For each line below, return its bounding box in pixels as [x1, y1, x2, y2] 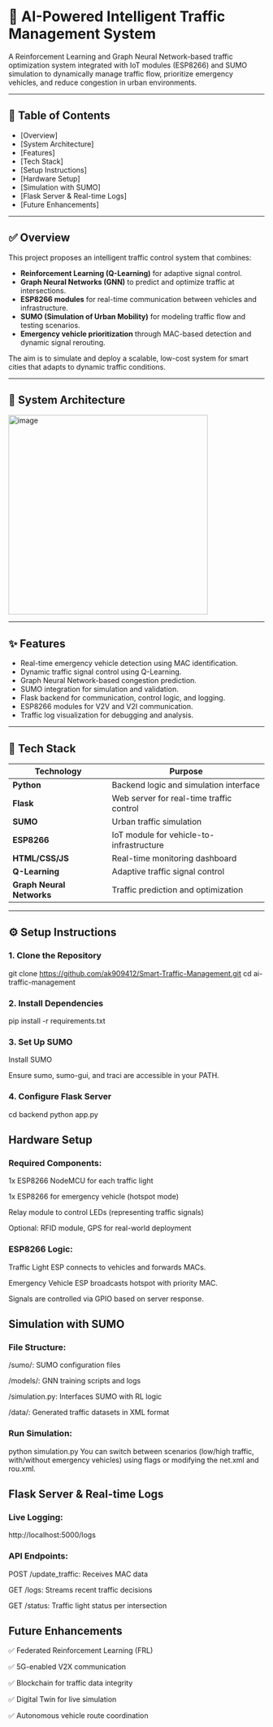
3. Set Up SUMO [8, 1036, 73, 1047]
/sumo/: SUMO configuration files [8, 1360, 121, 1370]
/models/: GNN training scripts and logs [8, 1376, 141, 1386]
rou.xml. [8, 1463, 37, 1473]
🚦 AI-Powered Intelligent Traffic [8, 7, 226, 26]
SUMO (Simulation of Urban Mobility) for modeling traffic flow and [19, 311, 246, 321]
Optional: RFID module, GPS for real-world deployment [8, 1223, 192, 1233]
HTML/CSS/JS [12, 853, 69, 864]
